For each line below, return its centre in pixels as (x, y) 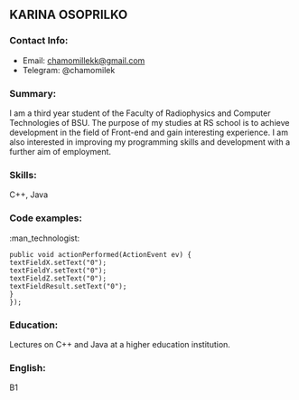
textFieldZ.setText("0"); (58, 278)
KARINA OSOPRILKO (69, 15)
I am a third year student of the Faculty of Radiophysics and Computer (140, 113)
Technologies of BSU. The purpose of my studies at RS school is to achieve (149, 122)
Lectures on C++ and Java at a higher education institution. (120, 344)
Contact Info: (39, 41)
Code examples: (46, 218)
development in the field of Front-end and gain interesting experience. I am (149, 132)
